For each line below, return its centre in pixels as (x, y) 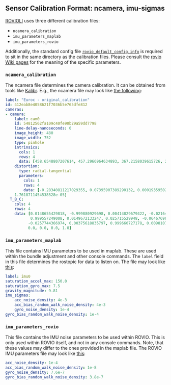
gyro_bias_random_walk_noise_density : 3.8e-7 (54, 377)
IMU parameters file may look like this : (45, 353)
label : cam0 (27, 119)
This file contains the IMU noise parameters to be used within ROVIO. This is (85, 337)
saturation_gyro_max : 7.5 (33, 286)
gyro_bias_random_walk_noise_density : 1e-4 (52, 314)
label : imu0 (18, 276)
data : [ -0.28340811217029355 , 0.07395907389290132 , (80, 190)
